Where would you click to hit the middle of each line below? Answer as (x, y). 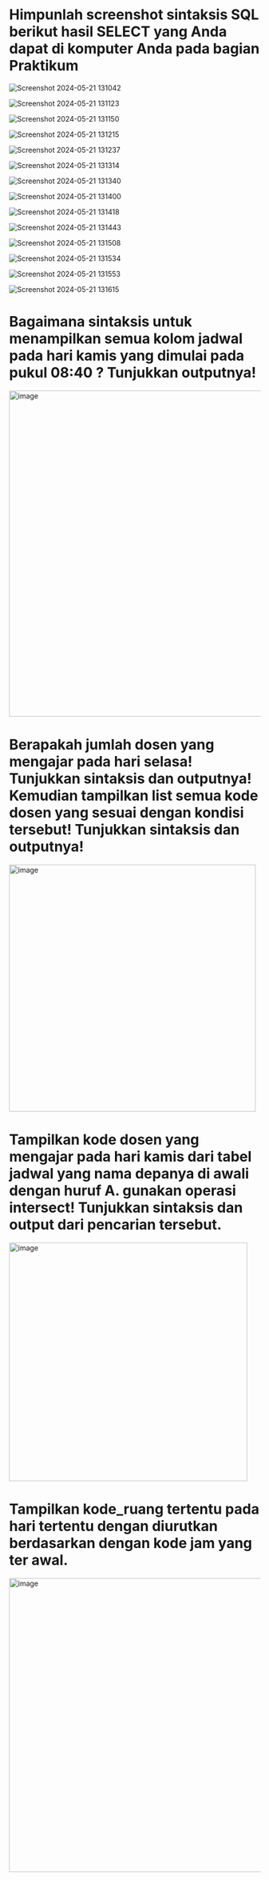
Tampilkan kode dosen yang (104, 1140)
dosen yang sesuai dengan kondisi (127, 813)
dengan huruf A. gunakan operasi (123, 1190)
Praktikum (44, 66)
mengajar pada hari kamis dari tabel (131, 1157)
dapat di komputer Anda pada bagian (134, 49)
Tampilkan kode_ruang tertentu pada (134, 1509)
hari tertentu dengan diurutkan (113, 1526)
